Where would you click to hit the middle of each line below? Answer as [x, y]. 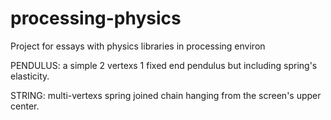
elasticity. [30, 76]
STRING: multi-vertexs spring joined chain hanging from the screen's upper [166, 95]
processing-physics [96, 18]
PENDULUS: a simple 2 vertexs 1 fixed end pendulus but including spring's [164, 65]
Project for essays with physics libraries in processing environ [138, 46]
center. [25, 106]
